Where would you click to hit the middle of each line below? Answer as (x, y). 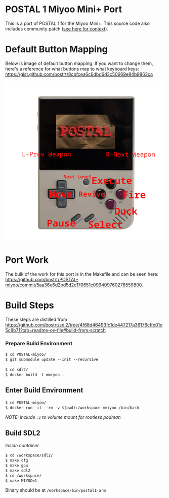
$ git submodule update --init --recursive (52, 360)
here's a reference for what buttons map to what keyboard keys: (72, 69)
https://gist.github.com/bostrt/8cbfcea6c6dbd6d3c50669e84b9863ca (79, 74)
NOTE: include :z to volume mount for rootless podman (63, 417)
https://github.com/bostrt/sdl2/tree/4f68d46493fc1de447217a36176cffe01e (84, 325)
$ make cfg (17, 460)
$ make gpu (17, 466)
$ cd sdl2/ (17, 370)
